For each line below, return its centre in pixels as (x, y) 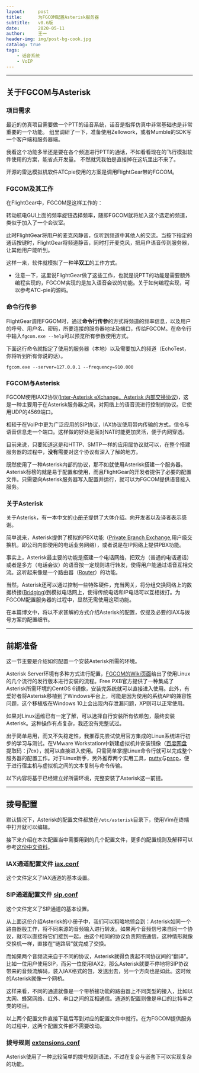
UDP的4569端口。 (33, 412)
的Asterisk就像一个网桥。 (37, 978)
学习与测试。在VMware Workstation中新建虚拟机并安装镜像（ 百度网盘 (102, 744)
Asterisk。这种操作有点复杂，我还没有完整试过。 (65, 723)
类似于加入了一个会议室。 (37, 223)
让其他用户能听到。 (30, 250)
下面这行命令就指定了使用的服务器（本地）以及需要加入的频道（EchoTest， (98, 348)
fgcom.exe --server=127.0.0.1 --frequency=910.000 (70, 367)
